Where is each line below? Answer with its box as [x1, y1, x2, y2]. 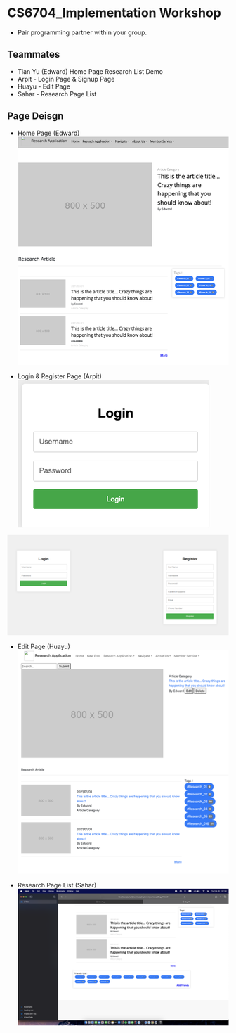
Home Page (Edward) [17, 129, 80, 137]
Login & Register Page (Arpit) [17, 372, 102, 380]
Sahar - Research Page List [17, 89, 97, 98]
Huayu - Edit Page [17, 82, 71, 91]
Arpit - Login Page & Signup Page [17, 75, 115, 83]
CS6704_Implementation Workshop [7, 5, 221, 21]
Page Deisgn [7, 110, 64, 122]
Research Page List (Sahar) [17, 881, 97, 890]
